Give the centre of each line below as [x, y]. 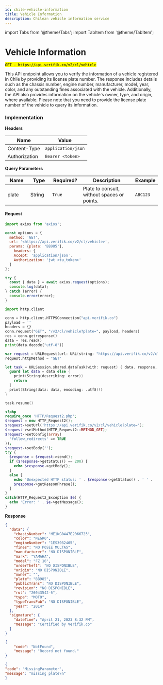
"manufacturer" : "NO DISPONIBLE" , [49, 552]
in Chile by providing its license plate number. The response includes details [81, 79]
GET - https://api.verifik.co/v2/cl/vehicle [51, 65]
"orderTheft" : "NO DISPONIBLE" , [46, 565]
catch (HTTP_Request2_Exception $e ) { [43, 498]
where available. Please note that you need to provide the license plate [76, 100]
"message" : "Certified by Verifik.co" [53, 624]
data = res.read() [24, 341]
